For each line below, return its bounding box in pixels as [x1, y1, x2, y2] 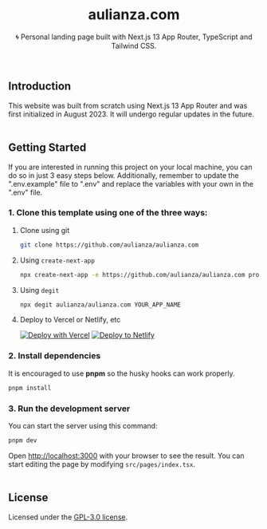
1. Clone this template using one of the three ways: [8, 207, 208, 219]
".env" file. [8, 188, 43, 197]
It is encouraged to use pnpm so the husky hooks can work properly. [8, 369, 235, 378]
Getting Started [8, 141, 87, 155]
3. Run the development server [8, 403, 131, 414]
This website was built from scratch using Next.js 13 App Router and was [8, 101, 248, 110]
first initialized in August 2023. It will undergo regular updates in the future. [8, 109, 255, 119]
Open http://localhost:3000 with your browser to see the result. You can [8, 451, 245, 460]
